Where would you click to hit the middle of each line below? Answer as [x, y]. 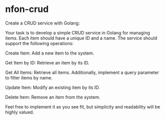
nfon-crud [27, 9]
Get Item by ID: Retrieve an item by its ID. [47, 62]
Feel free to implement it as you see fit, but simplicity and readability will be [83, 106]
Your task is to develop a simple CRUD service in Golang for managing [77, 32]
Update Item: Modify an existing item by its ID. [52, 87]
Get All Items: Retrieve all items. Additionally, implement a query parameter [82, 72]
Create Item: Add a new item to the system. [50, 53]
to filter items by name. [29, 77]
